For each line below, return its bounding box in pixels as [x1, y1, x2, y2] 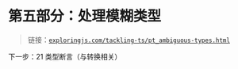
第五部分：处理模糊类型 [8, 7, 162, 25]
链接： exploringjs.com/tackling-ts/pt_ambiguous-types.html [27, 35, 230, 44]
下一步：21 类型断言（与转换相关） [8, 52, 122, 61]
